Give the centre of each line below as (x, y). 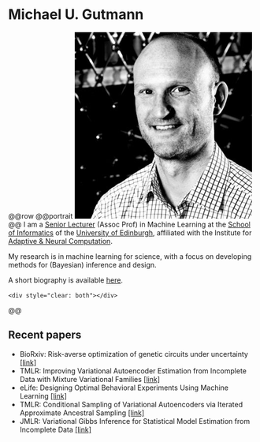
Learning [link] (43, 395)
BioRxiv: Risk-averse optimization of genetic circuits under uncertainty (134, 354)
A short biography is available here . (66, 280)
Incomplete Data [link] (56, 429)
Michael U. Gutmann (76, 15)
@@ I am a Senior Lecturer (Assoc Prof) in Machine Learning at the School (129, 224)
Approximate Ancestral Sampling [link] (82, 413)
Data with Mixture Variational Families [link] (89, 379)
